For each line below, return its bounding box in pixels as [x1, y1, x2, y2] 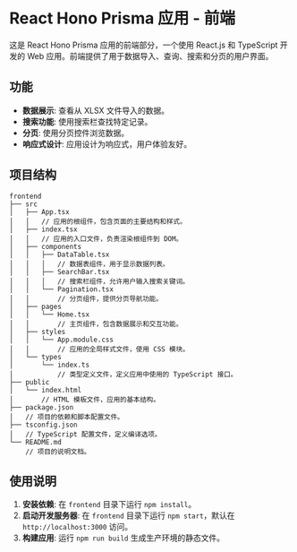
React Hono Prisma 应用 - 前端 [9, 8, 235, 29]
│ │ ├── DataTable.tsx [9, 250, 110, 259]
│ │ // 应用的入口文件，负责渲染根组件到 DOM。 [9, 234, 183, 243]
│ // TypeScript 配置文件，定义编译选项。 [9, 429, 162, 439]
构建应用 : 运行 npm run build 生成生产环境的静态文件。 [21, 532, 225, 543]
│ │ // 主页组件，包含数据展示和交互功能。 [9, 319, 183, 328]
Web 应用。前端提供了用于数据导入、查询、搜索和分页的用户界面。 [26, 50, 274, 61]
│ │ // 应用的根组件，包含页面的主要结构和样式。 [9, 217, 187, 226]
